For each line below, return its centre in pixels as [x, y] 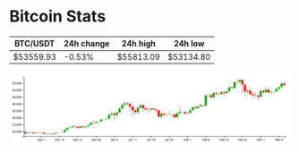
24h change [87, 44]
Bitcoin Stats [58, 17]
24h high [139, 44]
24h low [189, 44]
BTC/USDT [35, 44]
